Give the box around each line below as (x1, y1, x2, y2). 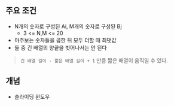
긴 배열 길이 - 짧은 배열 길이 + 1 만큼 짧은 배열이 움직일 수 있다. (20, 56, 168, 64)
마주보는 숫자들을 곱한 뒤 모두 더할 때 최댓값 (14, 37, 117, 44)
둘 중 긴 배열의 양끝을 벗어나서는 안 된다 (14, 44, 107, 51)
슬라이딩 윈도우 (14, 93, 50, 100)
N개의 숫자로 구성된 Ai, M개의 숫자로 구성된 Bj (14, 23, 122, 30)
